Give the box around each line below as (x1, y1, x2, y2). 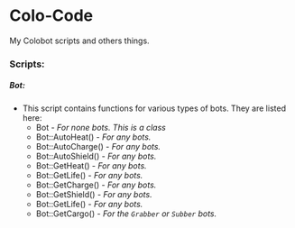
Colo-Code (9, 5, 93, 26)
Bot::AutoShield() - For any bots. (35, 150, 157, 161)
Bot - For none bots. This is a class (35, 122, 167, 132)
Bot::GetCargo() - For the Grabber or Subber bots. (35, 208, 217, 219)
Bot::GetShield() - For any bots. (35, 188, 152, 199)
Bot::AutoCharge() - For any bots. (35, 141, 161, 151)
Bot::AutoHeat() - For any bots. (35, 132, 152, 142)
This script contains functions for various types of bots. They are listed (22, 103, 287, 114)
